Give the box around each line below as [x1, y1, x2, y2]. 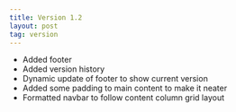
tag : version [9, 30, 59, 39]
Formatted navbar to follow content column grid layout [22, 92, 225, 103]
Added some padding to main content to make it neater [22, 82, 228, 94]
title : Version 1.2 [9, 13, 83, 22]
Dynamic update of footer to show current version [22, 73, 209, 84]
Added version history [22, 64, 105, 74]
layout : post [9, 22, 59, 30]
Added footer [22, 55, 72, 65]
